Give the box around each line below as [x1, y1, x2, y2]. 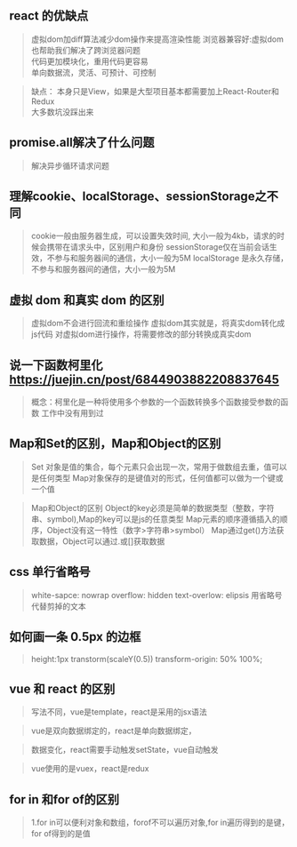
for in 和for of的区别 [9, 792, 120, 807]
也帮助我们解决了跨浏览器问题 [30, 44, 140, 55]
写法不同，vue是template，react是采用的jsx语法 [30, 707, 207, 717]
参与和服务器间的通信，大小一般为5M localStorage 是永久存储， [54, 252, 289, 264]
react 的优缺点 [9, 8, 89, 24]
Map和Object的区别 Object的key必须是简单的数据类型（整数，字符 [30, 502, 275, 513]
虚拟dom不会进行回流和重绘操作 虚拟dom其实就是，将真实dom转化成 [30, 318, 285, 329]
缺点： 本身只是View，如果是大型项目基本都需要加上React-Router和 [30, 85, 280, 96]
